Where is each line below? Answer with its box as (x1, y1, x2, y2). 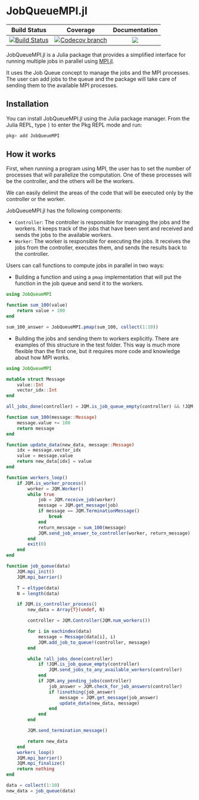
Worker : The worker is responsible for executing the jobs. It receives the (14, 237, 191, 245)
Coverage (66, 26, 95, 34)
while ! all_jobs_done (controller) (27, 656, 113, 662)
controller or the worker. (6, 196, 66, 203)
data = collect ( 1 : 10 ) (6, 783, 60, 789)
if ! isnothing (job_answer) (48, 689, 116, 695)
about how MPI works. (14, 354, 70, 361)
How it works (6, 149, 56, 159)
